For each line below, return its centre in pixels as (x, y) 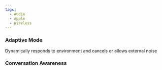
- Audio (17, 14)
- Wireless (21, 23)
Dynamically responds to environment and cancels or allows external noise (81, 51)
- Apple (17, 18)
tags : (11, 9)
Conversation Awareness (36, 63)
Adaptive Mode (24, 40)
